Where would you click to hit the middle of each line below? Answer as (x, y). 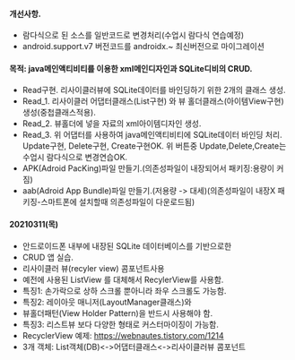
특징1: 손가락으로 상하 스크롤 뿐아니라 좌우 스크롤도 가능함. (124, 290)
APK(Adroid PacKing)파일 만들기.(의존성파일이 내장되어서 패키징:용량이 (148, 168)
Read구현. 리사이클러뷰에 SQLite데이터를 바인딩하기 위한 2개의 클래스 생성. (154, 90)
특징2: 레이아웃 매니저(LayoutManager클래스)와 (107, 302)
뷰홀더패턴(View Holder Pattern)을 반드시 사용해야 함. (117, 313)
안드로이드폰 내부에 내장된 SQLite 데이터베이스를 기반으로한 (127, 245)
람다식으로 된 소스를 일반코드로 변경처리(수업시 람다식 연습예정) (133, 35)
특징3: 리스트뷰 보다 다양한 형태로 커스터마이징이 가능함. (121, 324)
